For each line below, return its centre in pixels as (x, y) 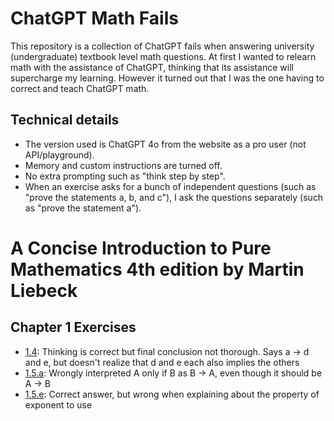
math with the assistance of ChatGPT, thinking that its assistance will (152, 67)
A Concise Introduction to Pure (141, 248)
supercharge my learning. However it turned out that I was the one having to (167, 78)
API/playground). (59, 154)
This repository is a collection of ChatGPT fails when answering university (162, 46)
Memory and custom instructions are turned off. (123, 165)
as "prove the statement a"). (83, 208)
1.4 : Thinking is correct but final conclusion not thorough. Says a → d (167, 351)
